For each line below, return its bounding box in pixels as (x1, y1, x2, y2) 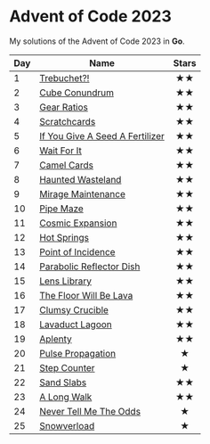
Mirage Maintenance (39, 187, 126, 200)
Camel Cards (39, 159, 94, 171)
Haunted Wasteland (39, 173, 122, 185)
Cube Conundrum (39, 86, 114, 99)
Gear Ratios (39, 101, 89, 113)
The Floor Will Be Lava (39, 289, 133, 301)
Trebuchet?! (39, 71, 90, 84)
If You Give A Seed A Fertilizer (39, 129, 165, 142)
